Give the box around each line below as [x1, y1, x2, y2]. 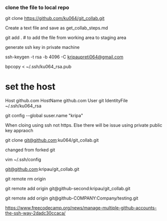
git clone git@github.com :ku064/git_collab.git [5, 137, 99, 143]
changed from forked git [5, 147, 55, 153]
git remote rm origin [5, 176, 46, 182]
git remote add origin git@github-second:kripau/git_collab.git [5, 186, 131, 192]
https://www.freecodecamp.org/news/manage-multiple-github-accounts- [5, 205, 157, 211]
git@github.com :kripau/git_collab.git [5, 166, 80, 172]
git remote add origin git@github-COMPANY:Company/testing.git [5, 195, 139, 201]
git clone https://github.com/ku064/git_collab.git [5, 15, 105, 21]
